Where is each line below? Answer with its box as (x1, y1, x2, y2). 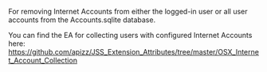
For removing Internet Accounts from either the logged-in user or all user (8, 7, 249, 16)
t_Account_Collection (8, 55, 78, 65)
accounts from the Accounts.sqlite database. (8, 15, 156, 25)
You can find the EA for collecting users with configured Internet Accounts (8, 31, 253, 40)
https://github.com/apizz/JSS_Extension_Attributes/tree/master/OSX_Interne (8, 47, 259, 56)
